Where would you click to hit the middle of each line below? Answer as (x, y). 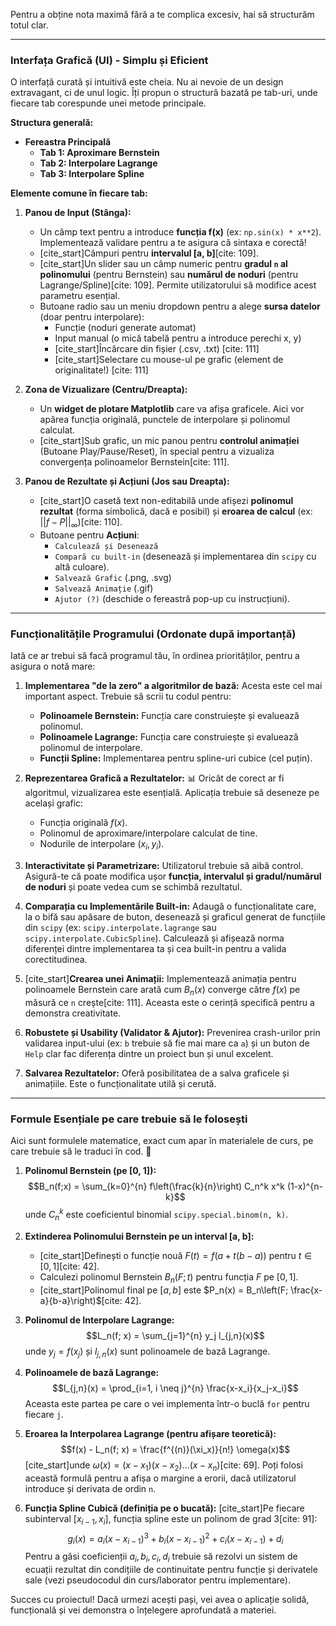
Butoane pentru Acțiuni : (89, 535)
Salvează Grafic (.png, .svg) (113, 578)
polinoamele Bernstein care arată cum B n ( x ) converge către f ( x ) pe (162, 991)
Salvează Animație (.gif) (104, 588)
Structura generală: (52, 123)
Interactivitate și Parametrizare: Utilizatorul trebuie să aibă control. (164, 866)
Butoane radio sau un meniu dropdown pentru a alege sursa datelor (180, 306)
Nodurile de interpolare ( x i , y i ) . (102, 845)
